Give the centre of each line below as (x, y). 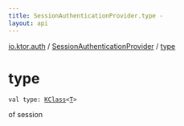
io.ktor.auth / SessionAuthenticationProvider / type (92, 46)
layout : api (28, 23)
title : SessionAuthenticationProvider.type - (86, 16)
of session (25, 115)
